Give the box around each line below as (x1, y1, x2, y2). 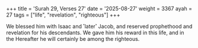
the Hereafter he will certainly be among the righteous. (6, 36, 140, 42)
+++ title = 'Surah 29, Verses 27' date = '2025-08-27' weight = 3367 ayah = (6, 5, 193, 12)
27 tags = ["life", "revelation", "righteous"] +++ (6, 11, 120, 18)
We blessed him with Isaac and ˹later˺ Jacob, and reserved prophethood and (6, 23, 193, 30)
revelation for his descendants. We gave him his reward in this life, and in (6, 29, 184, 36)
